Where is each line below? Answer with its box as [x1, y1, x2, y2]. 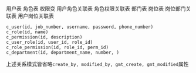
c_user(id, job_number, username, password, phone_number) [6, 24, 154, 30]
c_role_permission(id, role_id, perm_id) [6, 44, 109, 50]
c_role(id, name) [6, 29, 49, 35]
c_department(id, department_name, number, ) [6, 50, 119, 55]
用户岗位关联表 [17, 12, 54, 19]
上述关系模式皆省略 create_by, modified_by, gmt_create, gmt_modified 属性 [6, 61, 189, 67]
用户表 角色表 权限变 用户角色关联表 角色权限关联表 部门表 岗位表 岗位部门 [6, 5, 186, 12]
